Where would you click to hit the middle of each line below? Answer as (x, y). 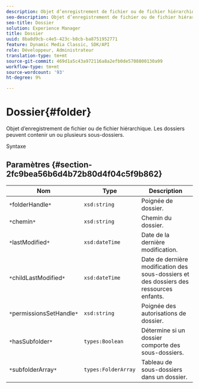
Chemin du (156, 218)
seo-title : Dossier (30, 22)
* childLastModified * (37, 278)
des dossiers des (165, 281)
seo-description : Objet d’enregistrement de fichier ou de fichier (91, 17)
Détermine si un (163, 330)
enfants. (153, 296)
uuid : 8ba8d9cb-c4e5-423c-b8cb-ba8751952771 (62, 39)
